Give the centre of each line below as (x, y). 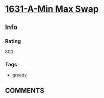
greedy (19, 75)
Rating (13, 41)
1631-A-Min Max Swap (52, 9)
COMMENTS (25, 90)
